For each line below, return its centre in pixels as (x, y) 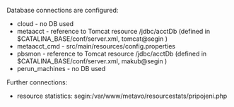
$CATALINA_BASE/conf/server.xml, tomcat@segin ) (92, 39)
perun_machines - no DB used (61, 69)
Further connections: (37, 82)
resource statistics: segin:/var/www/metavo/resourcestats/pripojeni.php (122, 96)
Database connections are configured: (63, 10)
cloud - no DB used (45, 24)
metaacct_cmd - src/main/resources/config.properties (96, 46)
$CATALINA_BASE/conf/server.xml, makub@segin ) (92, 61)
